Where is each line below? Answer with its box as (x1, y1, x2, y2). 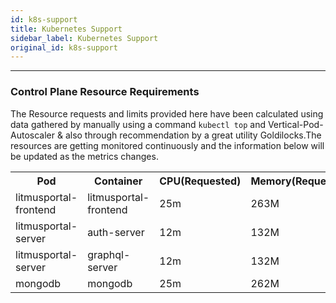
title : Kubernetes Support (10, 24, 123, 34)
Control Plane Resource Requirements (10, 85, 200, 99)
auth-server (87, 225, 145, 239)
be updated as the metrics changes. (10, 150, 159, 162)
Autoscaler (10, 129, 55, 141)
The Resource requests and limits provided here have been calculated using (10, 107, 324, 120)
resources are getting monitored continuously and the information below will (10, 139, 325, 151)
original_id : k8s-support (10, 42, 118, 53)
